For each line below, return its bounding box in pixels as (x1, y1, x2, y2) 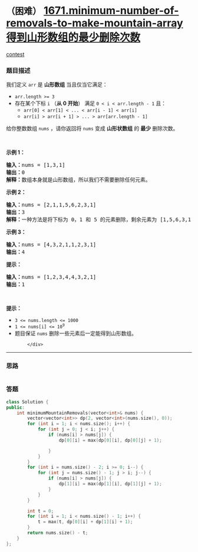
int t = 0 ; (27, 508, 54, 514)
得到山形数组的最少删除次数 (6, 31, 141, 44)
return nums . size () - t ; (27, 530, 88, 536)
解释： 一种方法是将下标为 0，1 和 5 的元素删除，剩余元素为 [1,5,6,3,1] (6, 216, 194, 223)
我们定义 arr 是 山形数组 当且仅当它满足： (6, 81, 108, 88)
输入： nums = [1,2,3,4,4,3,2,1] (6, 274, 97, 281)
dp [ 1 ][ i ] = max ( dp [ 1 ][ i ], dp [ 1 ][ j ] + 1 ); (58, 481, 162, 487)
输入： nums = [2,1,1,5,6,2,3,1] (6, 202, 97, 208)
